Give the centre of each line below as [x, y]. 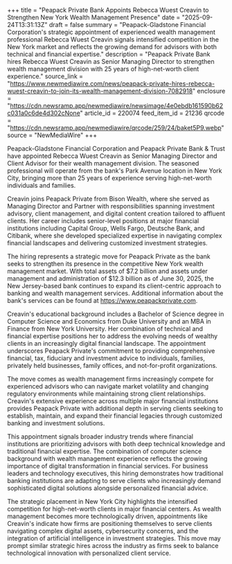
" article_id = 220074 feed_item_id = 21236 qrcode [152, 113]
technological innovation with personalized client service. [89, 553]
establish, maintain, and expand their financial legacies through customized [115, 416]
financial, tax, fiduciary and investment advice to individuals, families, [106, 358]
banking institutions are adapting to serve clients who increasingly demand [114, 481]
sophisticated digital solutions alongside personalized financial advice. [108, 488]
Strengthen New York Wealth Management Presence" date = [94, 17]
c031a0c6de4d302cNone [44, 113]
